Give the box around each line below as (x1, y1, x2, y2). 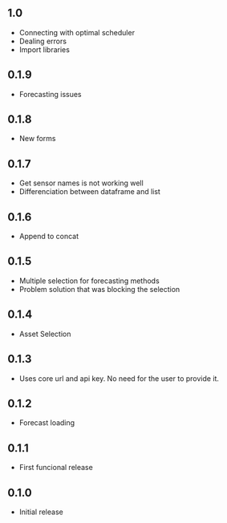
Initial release (18, 507, 63, 517)
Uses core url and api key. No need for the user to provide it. (18, 373, 220, 383)
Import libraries (18, 44, 70, 55)
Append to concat (18, 232, 79, 241)
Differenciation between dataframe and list (18, 187, 161, 197)
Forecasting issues (18, 89, 82, 99)
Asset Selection (18, 329, 71, 339)
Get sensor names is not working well (18, 178, 144, 188)
